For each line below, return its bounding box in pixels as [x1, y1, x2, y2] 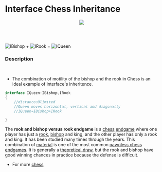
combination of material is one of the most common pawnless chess [5, 142, 142, 148]
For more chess [12, 162, 44, 168]
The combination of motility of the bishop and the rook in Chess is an [12, 76, 151, 82]
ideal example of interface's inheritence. [12, 81, 93, 87]
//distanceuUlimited [14, 99, 55, 104]
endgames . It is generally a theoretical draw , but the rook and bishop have [5, 147, 154, 153]
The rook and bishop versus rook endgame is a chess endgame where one [5, 126, 157, 132]
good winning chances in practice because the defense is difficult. [5, 152, 139, 158]
